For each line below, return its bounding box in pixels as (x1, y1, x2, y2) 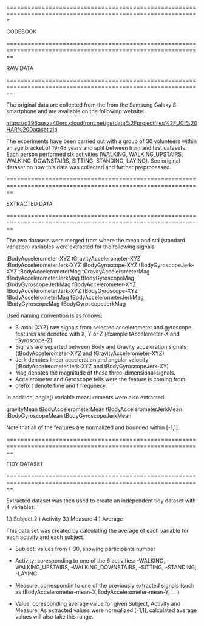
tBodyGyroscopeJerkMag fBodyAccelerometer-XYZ (6, 281, 137, 288)
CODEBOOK (6, 28, 37, 35)
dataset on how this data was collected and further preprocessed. (6, 164, 172, 171)
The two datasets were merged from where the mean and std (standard (6, 237, 185, 244)
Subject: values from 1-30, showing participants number (15, 546, 156, 552)
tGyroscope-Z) (15, 337, 53, 344)
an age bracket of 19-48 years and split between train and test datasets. (6, 144, 187, 151)
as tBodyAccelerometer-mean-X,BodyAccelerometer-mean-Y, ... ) (15, 588, 180, 596)
